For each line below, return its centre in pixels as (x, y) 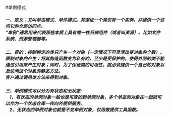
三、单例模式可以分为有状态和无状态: (44, 91)
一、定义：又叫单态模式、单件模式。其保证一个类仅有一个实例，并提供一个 (82, 20)
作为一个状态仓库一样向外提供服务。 (47, 103)
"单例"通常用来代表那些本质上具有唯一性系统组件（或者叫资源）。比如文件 (83, 32)
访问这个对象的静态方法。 (36, 71)
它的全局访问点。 (27, 26)
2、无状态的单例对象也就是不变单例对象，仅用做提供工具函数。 (75, 110)
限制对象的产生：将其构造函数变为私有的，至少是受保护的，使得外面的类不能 (85, 58)
